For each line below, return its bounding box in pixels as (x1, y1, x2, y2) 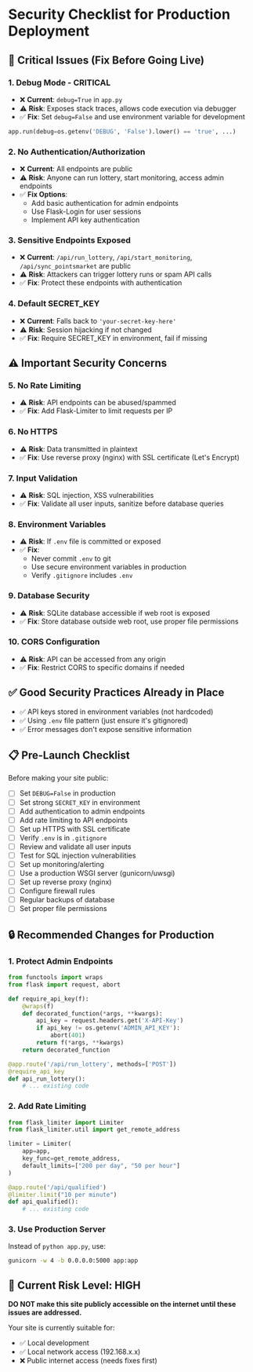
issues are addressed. (8, 1308, 82, 1317)
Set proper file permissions (19, 904, 107, 913)
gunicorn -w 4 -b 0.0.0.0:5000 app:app (8, 1257, 139, 1265)
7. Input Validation (8, 473, 78, 484)
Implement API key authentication (31, 215, 140, 225)
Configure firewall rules (19, 886, 96, 896)
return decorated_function (22, 1046, 110, 1054)
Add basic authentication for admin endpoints (31, 199, 179, 208)
